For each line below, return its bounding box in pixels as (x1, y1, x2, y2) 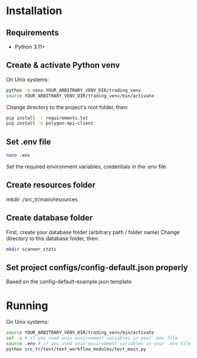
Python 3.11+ (14, 43, 46, 50)
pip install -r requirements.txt (6, 115, 88, 121)
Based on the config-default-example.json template (6, 278, 132, 285)
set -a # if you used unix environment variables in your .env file (6, 335, 178, 341)
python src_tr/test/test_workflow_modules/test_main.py (6, 346, 146, 352)
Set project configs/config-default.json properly (6, 262, 189, 272)
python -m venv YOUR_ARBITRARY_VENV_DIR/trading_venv (6, 87, 142, 93)
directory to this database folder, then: (6, 235, 99, 242)
